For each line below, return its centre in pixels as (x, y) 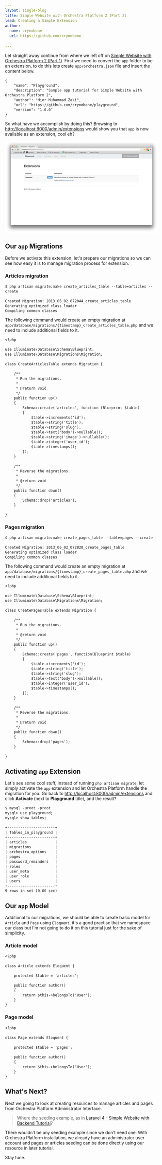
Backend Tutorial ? (35, 1123)
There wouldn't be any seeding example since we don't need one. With (76, 1132)
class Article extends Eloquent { (40, 966)
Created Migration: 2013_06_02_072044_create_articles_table (68, 301)
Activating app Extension (43, 771)
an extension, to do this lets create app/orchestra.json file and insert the (78, 66)
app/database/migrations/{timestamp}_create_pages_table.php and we (76, 571)
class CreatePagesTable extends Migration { (51, 611)
